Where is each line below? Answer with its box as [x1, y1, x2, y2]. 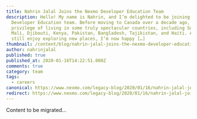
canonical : [6, 85, 33, 91]
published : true [6, 52, 46, 58]
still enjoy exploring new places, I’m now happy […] [11, 36, 145, 42]
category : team [6, 69, 43, 74]
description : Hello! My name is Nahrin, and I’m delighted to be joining [6, 14, 191, 20]
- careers [11, 80, 35, 86]
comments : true [6, 63, 43, 69]
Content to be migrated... [6, 106, 67, 113]
